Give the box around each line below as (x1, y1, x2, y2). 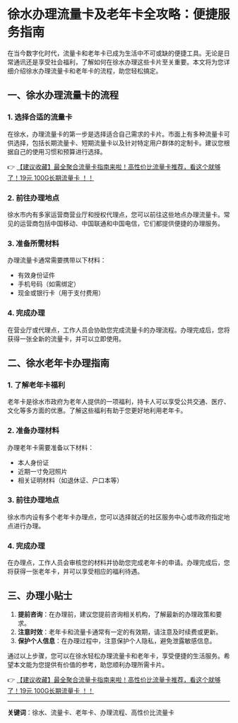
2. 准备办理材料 (7, 426, 60, 436)
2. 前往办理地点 (7, 192, 60, 202)
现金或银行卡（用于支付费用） (17, 289, 105, 297)
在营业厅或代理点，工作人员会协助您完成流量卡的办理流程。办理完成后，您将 (7, 325, 230, 334)
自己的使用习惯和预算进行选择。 (13, 147, 107, 156)
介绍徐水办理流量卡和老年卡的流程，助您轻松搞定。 (13, 66, 162, 75)
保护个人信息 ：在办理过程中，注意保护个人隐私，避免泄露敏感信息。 (17, 636, 216, 644)
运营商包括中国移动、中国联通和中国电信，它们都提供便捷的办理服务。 (19, 219, 224, 227)
